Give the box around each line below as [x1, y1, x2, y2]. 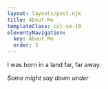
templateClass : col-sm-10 [7, 23, 81, 29]
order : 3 [13, 42, 39, 49]
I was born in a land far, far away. [7, 61, 101, 68]
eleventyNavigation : [7, 29, 67, 36]
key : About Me [13, 36, 54, 42]
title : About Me [7, 16, 54, 23]
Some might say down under [7, 74, 89, 82]
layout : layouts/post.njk [7, 10, 81, 17]
